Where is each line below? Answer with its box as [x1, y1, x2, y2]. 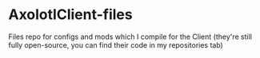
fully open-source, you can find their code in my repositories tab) [8, 40, 224, 49]
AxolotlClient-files [8, 6, 134, 24]
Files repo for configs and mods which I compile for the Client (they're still [8, 32, 252, 41]
